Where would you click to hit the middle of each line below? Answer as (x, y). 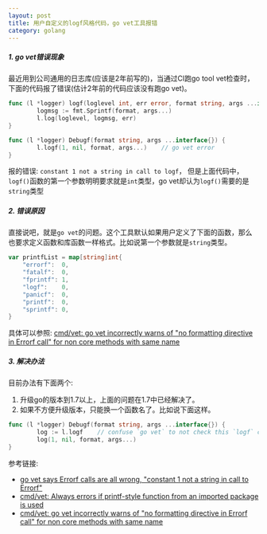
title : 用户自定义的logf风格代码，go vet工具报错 (83, 23)
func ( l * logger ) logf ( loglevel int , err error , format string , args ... (133, 104)
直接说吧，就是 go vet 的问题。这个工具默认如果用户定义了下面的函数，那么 (130, 233)
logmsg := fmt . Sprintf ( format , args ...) (104, 111)
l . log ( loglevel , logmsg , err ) (87, 119)
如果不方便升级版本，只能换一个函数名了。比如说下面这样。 (117, 410)
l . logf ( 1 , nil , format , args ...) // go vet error (126, 147)
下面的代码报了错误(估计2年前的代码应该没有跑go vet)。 (100, 88)
